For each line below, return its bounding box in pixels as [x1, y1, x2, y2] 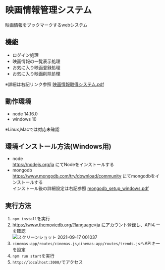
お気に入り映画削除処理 [12, 71, 60, 77]
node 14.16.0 [12, 110, 38, 117]
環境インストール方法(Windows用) [5, 142, 111, 151]
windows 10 [12, 116, 37, 122]
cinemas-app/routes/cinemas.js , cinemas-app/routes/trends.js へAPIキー [12, 241, 161, 247]
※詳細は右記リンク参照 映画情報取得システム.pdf [5, 81, 104, 87]
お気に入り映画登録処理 [12, 64, 60, 70]
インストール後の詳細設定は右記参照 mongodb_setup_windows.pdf [12, 185, 149, 191]
